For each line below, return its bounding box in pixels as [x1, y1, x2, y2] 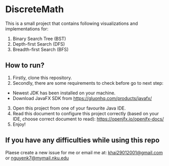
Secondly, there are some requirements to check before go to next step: [12, 80, 163, 86]
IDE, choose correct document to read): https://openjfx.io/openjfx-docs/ [12, 116, 164, 122]
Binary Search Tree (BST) [12, 36, 66, 42]
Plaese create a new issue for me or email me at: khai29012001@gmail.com [5, 149, 163, 155]
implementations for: [5, 25, 49, 31]
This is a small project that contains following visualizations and [5, 20, 138, 26]
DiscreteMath [5, 4, 64, 15]
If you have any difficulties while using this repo [5, 136, 160, 145]
